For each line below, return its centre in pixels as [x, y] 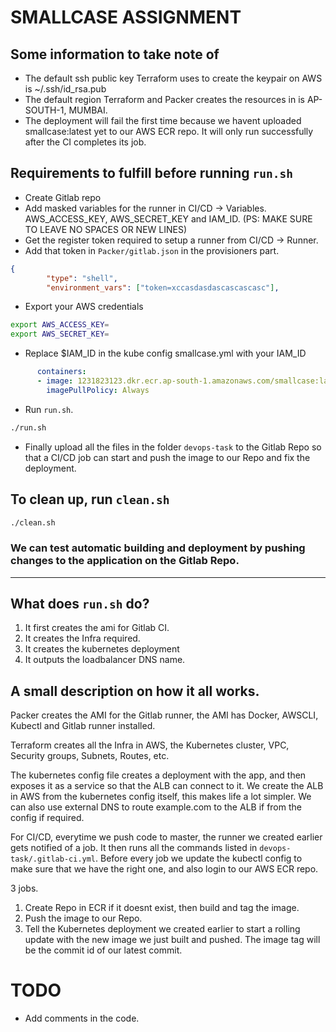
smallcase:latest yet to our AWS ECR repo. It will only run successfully [169, 131]
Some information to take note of [115, 54]
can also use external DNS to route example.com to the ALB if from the [156, 807]
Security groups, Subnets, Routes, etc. [90, 756]
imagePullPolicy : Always [98, 390]
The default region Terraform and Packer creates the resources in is [164, 99]
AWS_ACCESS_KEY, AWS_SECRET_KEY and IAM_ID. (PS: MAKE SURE [168, 218]
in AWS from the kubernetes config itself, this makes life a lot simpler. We [161, 797]
